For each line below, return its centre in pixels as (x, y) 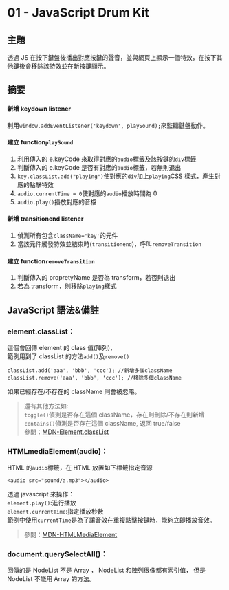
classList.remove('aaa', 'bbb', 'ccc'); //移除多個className (95, 378)
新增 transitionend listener (45, 219)
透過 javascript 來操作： (41, 494)
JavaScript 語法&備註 (53, 310)
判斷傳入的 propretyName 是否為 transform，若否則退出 (96, 278)
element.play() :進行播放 (42, 503)
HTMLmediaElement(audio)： (58, 451)
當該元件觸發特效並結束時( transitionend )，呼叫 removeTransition (109, 244)
